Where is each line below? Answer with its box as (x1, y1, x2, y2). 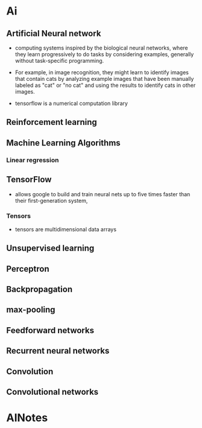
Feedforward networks (6, 325, 95, 336)
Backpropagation (6, 284, 73, 294)
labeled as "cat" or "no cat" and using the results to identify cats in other (14, 81, 196, 89)
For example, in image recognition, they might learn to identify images (14, 69, 189, 76)
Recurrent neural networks (6, 346, 110, 356)
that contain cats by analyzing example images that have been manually (14, 75, 194, 82)
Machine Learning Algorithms (6, 138, 121, 148)
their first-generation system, (14, 197, 88, 204)
